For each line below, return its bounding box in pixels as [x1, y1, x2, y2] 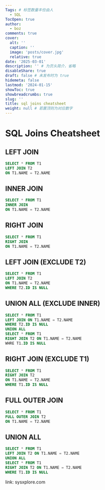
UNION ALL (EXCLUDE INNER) [5, 299, 100, 308]
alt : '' [10, 40, 26, 45]
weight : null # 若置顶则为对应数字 [5, 106, 73, 111]
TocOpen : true [5, 17, 35, 22]
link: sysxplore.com [5, 479, 46, 485]
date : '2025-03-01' [5, 59, 46, 64]
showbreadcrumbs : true [5, 92, 53, 97]
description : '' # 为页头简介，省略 [5, 64, 76, 69]
